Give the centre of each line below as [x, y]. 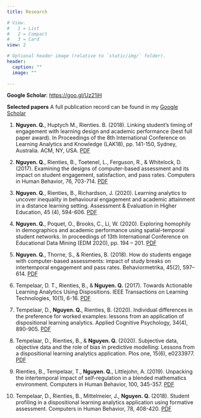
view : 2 [17, 45]
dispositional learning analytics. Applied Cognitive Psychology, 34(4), [102, 323]
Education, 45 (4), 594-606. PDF [56, 212]
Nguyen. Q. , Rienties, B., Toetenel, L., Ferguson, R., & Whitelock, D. [99, 162]
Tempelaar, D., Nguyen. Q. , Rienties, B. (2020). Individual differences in [104, 310]
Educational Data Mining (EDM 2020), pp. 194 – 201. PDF [86, 243]
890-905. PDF [33, 329]
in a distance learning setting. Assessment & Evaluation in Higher [96, 206]
